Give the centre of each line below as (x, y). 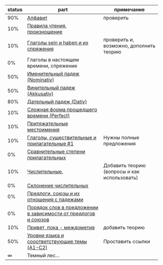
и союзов (38, 220)
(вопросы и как (122, 171)
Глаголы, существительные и (62, 137)
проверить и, (119, 40)
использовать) (121, 178)
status (15, 9)
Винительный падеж (51, 88)
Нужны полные (122, 137)
